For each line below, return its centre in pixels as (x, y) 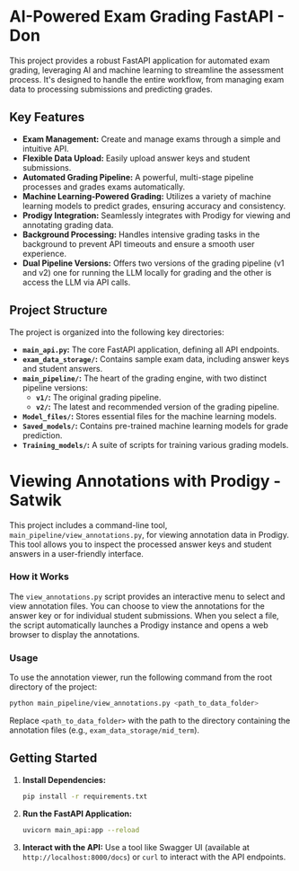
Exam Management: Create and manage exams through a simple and (151, 139)
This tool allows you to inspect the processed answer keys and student (141, 544)
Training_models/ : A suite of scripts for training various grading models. (155, 444)
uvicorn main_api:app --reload (81, 830)
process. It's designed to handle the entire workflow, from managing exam (147, 79)
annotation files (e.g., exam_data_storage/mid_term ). (105, 730)
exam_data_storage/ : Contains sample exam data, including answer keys (156, 359)
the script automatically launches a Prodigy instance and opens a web (139, 625)
